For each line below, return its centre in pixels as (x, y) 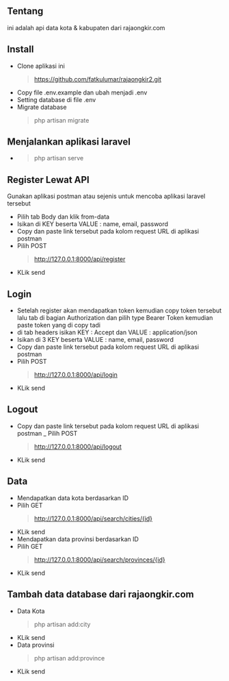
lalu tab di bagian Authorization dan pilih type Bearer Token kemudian (115, 318)
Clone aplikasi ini (41, 66)
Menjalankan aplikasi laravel (69, 142)
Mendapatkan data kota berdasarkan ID (72, 498)
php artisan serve (59, 158)
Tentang (25, 11)
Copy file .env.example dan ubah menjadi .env (82, 92)
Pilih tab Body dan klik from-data (63, 217)
